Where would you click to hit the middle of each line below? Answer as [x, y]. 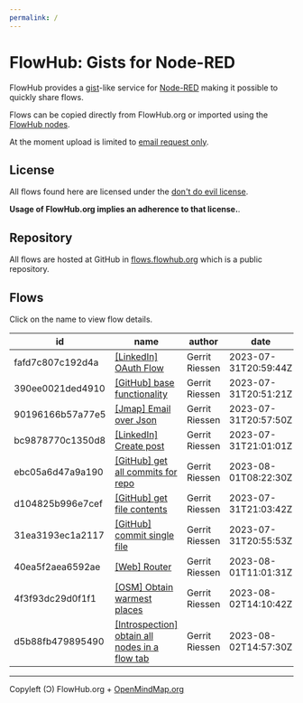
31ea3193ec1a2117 [60, 535]
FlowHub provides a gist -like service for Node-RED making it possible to [143, 88]
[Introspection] [146, 624]
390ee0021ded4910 [60, 388]
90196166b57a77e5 [60, 414]
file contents [141, 509]
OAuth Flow [139, 368]
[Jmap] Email [142, 409]
